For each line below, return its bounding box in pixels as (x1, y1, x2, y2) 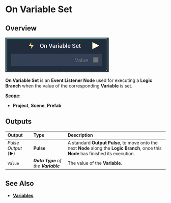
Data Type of (33, 157, 62, 163)
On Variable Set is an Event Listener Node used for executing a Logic (5, 77, 153, 83)
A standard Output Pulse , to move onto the (68, 139, 158, 146)
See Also (5, 179, 34, 188)
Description (68, 132, 93, 138)
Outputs (5, 117, 32, 126)
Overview (5, 24, 37, 33)
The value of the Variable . (68, 160, 122, 166)
